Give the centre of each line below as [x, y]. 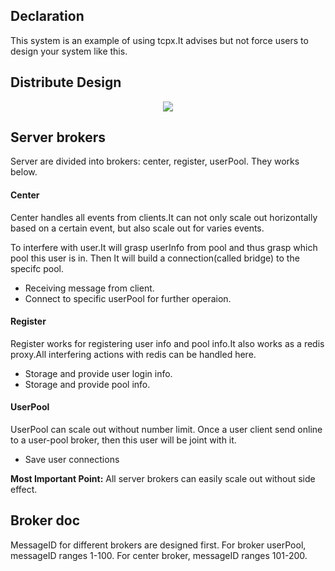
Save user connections [72, 460]
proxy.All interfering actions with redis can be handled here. [133, 354]
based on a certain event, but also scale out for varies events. [137, 228]
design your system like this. [69, 51]
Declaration [47, 16]
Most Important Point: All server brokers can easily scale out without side [163, 479]
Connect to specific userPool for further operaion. [128, 298]
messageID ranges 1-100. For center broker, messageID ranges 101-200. [159, 555]
